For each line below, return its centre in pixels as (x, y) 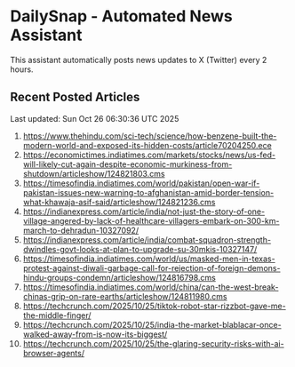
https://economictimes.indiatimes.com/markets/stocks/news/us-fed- (149, 155)
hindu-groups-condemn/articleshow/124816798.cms (119, 277)
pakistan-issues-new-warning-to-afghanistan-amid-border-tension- (148, 192)
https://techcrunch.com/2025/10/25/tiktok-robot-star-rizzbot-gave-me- (155, 306)
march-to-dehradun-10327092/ (81, 230)
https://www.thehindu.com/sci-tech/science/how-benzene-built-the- (150, 136)
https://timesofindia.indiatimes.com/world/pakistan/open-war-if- (141, 183)
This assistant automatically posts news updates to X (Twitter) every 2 (139, 60)
